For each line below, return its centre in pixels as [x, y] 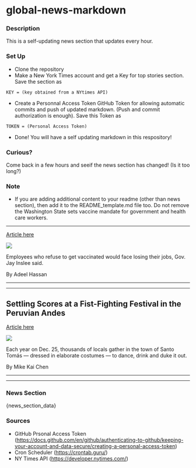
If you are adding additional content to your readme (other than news [97, 199]
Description [23, 29]
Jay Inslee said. [25, 263]
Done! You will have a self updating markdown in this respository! [93, 137]
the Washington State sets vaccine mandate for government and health [100, 212]
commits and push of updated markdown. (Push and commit [87, 109]
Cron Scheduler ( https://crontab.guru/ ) [61, 452]
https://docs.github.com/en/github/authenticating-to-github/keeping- [100, 440]
